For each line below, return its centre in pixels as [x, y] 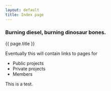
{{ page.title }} [20, 43]
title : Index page [24, 15]
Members [22, 74]
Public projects [28, 63]
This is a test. [19, 84]
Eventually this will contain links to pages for [51, 53]
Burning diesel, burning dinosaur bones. [56, 33]
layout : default [22, 10]
